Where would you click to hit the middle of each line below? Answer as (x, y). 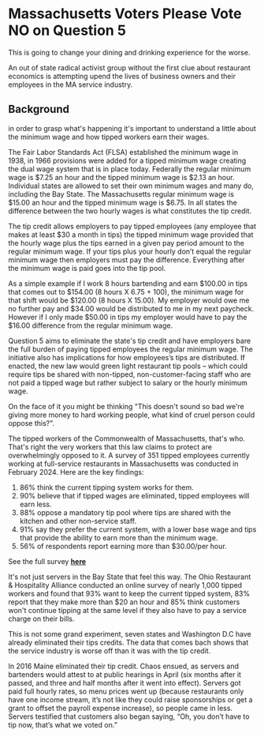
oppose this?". (32, 423)
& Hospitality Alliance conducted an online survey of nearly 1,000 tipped (125, 585)
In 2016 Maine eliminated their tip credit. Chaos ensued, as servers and (123, 666)
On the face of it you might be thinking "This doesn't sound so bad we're (126, 406)
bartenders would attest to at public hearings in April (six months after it (125, 674)
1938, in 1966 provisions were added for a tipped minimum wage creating (127, 160)
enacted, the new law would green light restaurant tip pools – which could (128, 366)
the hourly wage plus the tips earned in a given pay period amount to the (126, 243)
